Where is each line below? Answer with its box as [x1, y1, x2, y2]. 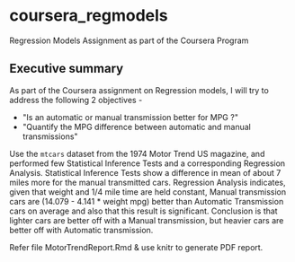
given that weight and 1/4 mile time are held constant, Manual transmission [9, 186, 286, 197]
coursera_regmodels [9, 5, 168, 26]
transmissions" [22, 131, 78, 142]
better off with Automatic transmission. [9, 224, 154, 235]
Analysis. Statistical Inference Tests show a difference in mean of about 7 [9, 167, 282, 178]
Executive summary [9, 61, 124, 76]
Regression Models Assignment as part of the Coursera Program [9, 35, 249, 46]
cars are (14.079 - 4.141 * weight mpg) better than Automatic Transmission [9, 196, 284, 206]
